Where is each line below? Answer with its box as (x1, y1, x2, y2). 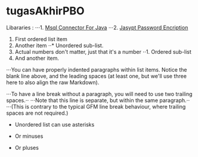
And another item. (14, 54, 60, 61)
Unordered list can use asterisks (14, 121, 95, 128)
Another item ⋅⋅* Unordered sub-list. (14, 42, 104, 49)
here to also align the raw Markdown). (6, 79, 100, 86)
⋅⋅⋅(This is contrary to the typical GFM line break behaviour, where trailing (6, 103, 186, 110)
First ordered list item (14, 35, 67, 42)
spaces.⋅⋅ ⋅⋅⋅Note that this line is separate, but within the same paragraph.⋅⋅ (6, 97, 190, 104)
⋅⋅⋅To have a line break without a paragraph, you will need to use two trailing (6, 90, 193, 97)
